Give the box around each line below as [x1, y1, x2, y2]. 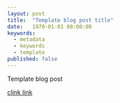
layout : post [7, 10, 45, 17]
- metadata [13, 36, 45, 43]
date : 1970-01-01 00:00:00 [7, 23, 92, 30]
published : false [7, 56, 58, 63]
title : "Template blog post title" [7, 17, 114, 24]
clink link [7, 88, 33, 96]
